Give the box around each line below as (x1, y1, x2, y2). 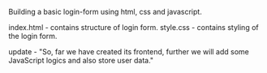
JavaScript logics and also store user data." (8, 56, 154, 65)
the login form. (8, 32, 58, 41)
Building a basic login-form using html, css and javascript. (8, 7, 203, 16)
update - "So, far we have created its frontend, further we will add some (8, 47, 250, 56)
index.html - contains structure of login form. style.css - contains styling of (8, 23, 259, 32)
